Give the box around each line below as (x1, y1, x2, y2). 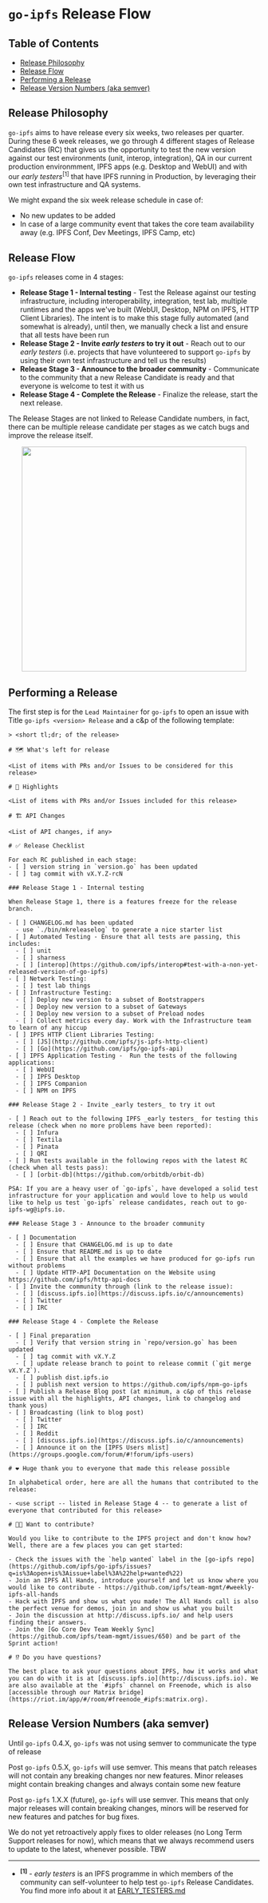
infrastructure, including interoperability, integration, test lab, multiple (19, 297, 247, 306)
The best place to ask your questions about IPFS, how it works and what (8, 1668, 259, 1676)
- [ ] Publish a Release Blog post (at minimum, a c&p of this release (8, 1388, 251, 1396)
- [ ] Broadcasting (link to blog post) (8, 1409, 145, 1417)
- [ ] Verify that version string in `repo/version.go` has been (15, 1338, 238, 1347)
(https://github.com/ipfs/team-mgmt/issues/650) (8, 1633, 173, 1641)
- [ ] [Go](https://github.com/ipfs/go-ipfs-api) (15, 1045, 183, 1053)
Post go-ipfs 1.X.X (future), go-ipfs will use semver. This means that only (8, 1794, 249, 1804)
